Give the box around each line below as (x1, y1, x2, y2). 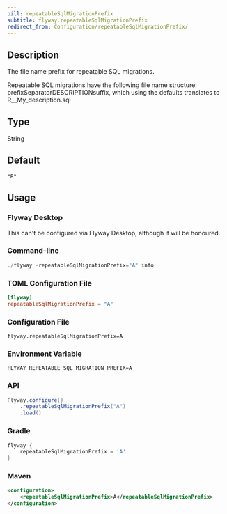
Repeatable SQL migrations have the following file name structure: (7, 81, 197, 89)
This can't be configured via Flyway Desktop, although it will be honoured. (7, 228, 221, 237)
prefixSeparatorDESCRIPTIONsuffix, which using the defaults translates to (7, 88, 220, 97)
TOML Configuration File (7, 278, 92, 288)
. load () (19, 410, 42, 416)
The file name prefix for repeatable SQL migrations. (7, 68, 155, 76)
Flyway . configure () (7, 396, 64, 404)
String (7, 134, 25, 143)
